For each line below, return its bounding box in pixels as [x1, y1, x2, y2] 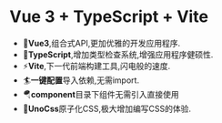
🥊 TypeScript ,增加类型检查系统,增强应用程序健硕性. [22, 48, 214, 60]
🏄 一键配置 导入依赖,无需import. [22, 75, 139, 86]
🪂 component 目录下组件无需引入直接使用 [22, 88, 179, 99]
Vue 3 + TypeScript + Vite [9, 6, 209, 27]
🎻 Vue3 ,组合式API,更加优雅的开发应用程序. [22, 37, 180, 48]
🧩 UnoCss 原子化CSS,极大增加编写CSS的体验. [22, 103, 192, 114]
